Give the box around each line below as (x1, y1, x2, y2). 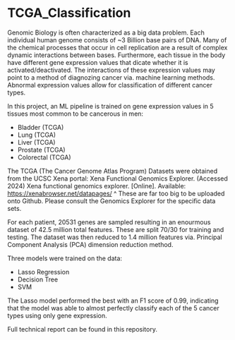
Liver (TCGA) (17, 138, 56, 146)
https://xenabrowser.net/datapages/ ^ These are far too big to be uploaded (7, 189, 225, 198)
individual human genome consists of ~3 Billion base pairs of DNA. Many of (7, 35, 227, 44)
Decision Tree (17, 275, 59, 284)
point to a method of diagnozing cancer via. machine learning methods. (7, 73, 215, 82)
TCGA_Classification (7, 5, 131, 21)
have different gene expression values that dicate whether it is (7, 58, 188, 66)
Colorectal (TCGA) (17, 153, 72, 162)
